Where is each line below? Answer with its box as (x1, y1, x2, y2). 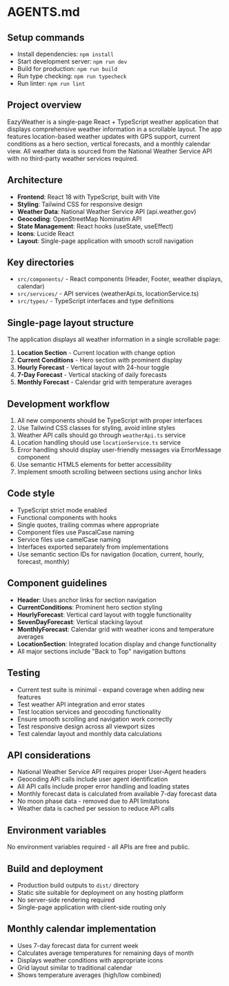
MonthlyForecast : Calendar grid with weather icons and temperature (17, 625, 215, 633)
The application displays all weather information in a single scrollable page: (7, 336, 221, 344)
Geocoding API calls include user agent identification (17, 775, 168, 784)
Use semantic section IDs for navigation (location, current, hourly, (17, 550, 204, 558)
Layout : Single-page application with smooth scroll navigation (17, 236, 194, 245)
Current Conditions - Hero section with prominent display (17, 356, 183, 365)
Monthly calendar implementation (7, 923, 157, 935)
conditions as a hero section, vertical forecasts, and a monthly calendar (7, 139, 210, 148)
